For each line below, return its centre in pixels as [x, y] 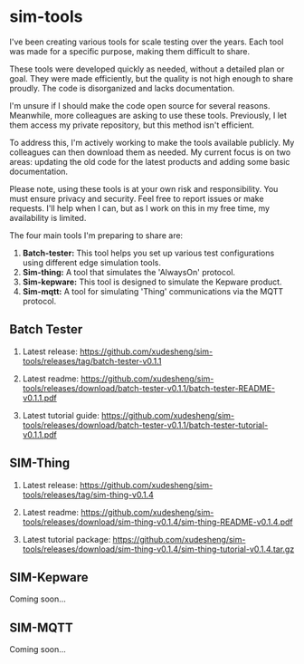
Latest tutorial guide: [61, 415]
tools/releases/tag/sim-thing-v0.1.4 [88, 495]
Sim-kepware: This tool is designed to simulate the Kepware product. [152, 282]
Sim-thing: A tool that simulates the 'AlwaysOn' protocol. [129, 272]
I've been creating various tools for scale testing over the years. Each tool [147, 42]
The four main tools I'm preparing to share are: [96, 235]
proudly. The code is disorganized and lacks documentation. [122, 88]
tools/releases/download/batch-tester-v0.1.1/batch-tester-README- [149, 388]
